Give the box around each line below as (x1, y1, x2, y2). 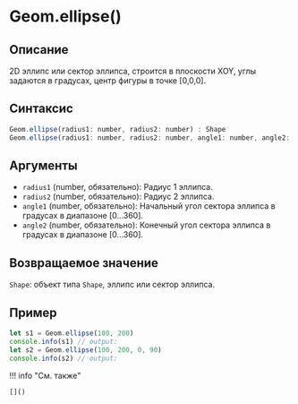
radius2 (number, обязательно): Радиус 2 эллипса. (21, 191, 215, 202)
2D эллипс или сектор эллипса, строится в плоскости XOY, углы (9, 65, 257, 76)
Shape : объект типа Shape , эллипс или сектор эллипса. (9, 279, 216, 290)
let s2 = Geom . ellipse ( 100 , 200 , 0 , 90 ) (9, 345, 163, 355)
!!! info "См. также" (9, 370, 81, 381)
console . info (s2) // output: (9, 354, 118, 363)
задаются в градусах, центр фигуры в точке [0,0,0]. (9, 75, 207, 86)
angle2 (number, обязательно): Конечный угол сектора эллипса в (21, 219, 271, 230)
